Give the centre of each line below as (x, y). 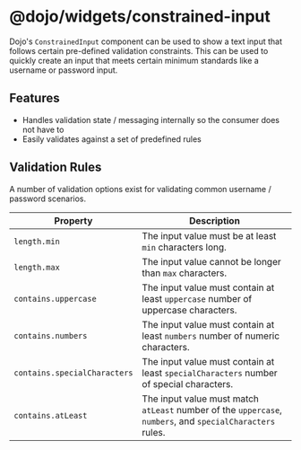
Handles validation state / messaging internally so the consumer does (151, 119)
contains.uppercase (55, 299)
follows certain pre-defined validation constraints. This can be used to (139, 50)
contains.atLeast (51, 415)
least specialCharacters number (210, 373)
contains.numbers (51, 335)
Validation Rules (56, 168)
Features (34, 98)
